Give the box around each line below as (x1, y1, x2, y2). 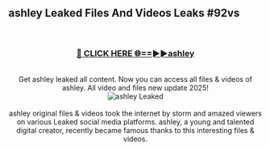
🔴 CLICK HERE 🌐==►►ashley (76, 47, 195, 59)
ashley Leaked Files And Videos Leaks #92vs (8, 6, 240, 20)
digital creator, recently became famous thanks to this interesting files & (15, 126, 255, 136)
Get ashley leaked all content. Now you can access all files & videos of (19, 75, 252, 84)
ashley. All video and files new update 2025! (61, 83, 210, 93)
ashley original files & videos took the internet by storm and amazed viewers (9, 108, 262, 119)
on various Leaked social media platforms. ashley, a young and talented (16, 117, 255, 127)
